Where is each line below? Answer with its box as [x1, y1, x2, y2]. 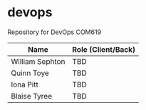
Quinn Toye [11, 68, 50, 78]
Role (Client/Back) [72, 44, 135, 54]
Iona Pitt [11, 79, 39, 89]
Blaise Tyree [11, 91, 53, 101]
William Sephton [11, 56, 66, 66]
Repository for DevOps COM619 [7, 28, 102, 36]
